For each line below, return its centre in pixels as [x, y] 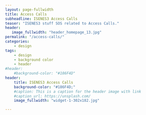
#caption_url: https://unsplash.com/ [52, 96]
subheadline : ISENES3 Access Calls [41, 19]
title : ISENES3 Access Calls [44, 82]
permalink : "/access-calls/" [35, 37]
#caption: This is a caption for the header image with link [77, 92]
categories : [17, 42]
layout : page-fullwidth [29, 10]
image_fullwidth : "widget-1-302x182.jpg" [57, 101]
